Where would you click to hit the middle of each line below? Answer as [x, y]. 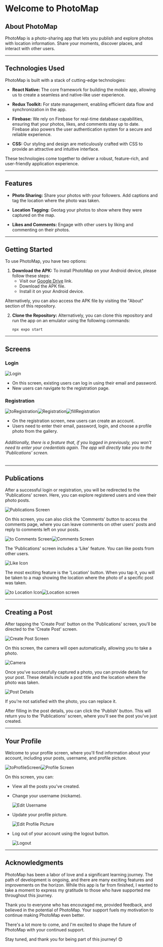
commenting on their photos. [41, 230]
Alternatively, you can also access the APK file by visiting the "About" [74, 301]
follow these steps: [31, 276]
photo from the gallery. [35, 431]
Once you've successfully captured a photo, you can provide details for [76, 672]
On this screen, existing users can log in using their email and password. [84, 383]
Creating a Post [29, 612]
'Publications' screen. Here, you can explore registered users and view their [81, 495]
